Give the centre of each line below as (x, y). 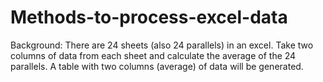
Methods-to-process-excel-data (149, 17)
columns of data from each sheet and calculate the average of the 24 (153, 55)
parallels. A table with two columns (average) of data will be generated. (157, 66)
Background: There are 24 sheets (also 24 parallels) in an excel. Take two (162, 45)
